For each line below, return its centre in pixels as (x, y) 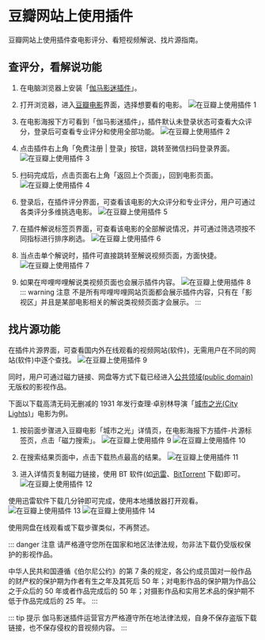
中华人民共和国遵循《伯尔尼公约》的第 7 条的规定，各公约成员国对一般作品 (130, 571)
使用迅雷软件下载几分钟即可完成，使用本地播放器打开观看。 (105, 500)
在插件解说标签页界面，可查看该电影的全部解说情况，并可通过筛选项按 (134, 228)
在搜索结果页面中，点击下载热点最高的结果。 (93, 457)
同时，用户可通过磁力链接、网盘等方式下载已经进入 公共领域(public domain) (131, 377)
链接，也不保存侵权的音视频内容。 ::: (68, 627)
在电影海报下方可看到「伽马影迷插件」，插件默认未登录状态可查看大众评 (136, 121)
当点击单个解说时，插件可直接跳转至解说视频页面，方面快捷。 (120, 255)
